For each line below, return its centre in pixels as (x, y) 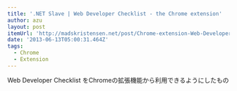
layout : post (26, 27)
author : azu (25, 20)
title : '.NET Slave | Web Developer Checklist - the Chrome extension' (115, 14)
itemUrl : (20, 33)
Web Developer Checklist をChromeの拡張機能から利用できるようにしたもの (118, 80)
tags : (15, 46)
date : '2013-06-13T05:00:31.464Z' (58, 40)
